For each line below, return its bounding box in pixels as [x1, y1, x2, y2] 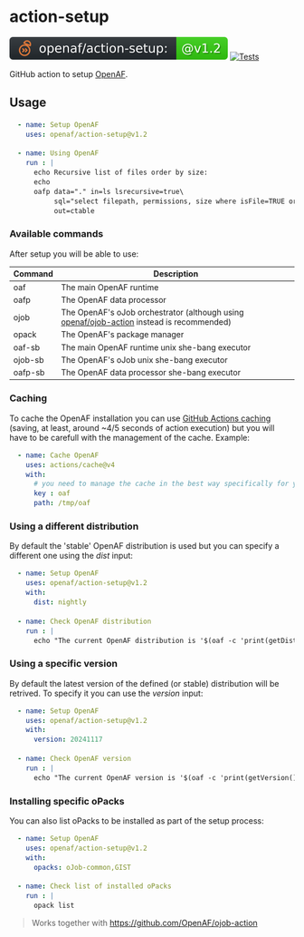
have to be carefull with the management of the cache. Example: [9, 432, 251, 443]
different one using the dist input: [9, 551, 134, 561]
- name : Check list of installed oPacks [17, 882, 172, 891]
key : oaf [33, 489, 71, 498]
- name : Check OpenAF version [17, 755, 131, 764]
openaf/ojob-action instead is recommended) [61, 317, 233, 327]
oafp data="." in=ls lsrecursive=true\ [33, 187, 184, 196]
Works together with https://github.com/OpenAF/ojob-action [31, 917, 258, 928]
